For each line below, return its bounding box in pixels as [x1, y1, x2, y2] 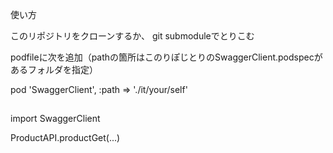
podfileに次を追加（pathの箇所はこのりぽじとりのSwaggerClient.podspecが [10, 51, 323, 63]
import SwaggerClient [10, 113, 101, 125]
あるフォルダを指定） [10, 64, 98, 75]
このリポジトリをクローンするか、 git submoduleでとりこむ [10, 30, 255, 42]
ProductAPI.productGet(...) [10, 132, 121, 144]
